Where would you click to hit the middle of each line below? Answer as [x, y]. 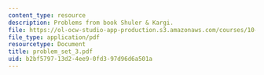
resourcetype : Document [47, 45]
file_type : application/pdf [54, 37]
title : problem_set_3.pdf [50, 52]
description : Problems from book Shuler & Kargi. [91, 23]
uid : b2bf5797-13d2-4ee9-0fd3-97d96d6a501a [81, 59]
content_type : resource [47, 15]
